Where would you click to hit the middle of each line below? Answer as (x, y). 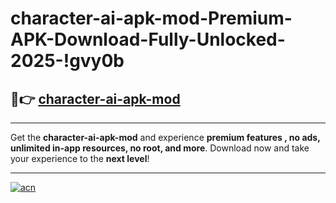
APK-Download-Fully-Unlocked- (148, 39)
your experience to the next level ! (80, 158)
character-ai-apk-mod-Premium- (151, 18)
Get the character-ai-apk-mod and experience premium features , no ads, (165, 137)
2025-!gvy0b (67, 61)
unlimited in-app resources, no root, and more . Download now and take (160, 148)
